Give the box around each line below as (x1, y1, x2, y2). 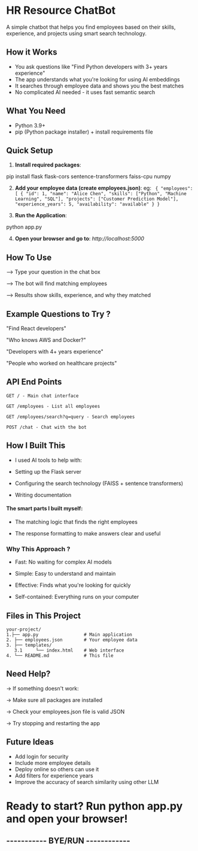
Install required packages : (14, 161, 82, 168)
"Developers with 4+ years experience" (6, 348, 103, 355)
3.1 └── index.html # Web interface (14, 647, 124, 653)
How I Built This (6, 441, 66, 451)
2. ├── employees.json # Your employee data (6, 637, 138, 643)
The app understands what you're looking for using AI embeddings (14, 75, 181, 83)
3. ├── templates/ (6, 642, 52, 648)
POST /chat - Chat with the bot (6, 424, 87, 430)
